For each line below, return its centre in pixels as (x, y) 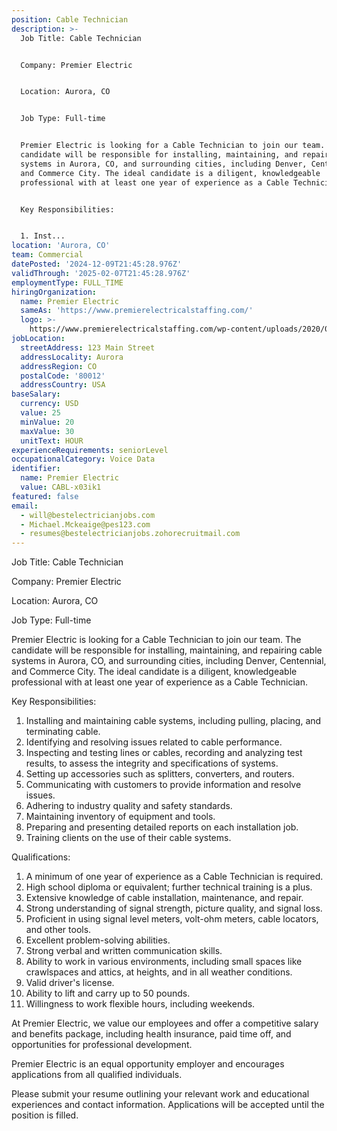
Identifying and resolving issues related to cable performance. (154, 742)
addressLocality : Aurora (72, 357)
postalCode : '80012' (63, 376)
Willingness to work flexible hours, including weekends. (140, 1004)
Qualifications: (41, 857)
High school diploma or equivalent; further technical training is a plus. (169, 887)
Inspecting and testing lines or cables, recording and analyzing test (164, 753)
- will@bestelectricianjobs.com (88, 515)
